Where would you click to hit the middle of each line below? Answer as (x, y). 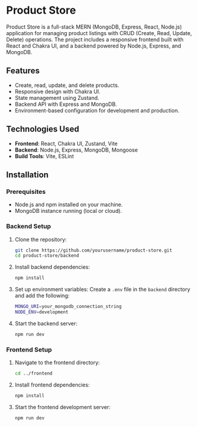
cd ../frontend (34, 373)
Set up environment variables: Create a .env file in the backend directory (102, 290)
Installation (27, 175)
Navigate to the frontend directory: (57, 363)
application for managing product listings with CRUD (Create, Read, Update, (99, 33)
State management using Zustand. (57, 98)
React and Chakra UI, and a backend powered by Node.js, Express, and (94, 46)
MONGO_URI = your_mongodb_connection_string (68, 307)
